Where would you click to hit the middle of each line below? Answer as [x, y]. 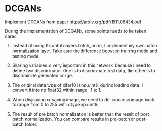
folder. [31, 124]
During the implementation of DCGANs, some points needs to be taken [76, 31]
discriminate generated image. [43, 75]
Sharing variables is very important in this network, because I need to [81, 65]
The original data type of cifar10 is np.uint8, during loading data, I [77, 85]
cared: [11, 36]
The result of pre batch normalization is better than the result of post [81, 114]
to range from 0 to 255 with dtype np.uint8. [55, 104]
